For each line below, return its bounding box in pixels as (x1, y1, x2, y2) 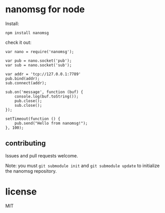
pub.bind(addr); (5, 76, 40, 81)
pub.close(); (14, 98, 42, 103)
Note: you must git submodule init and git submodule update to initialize (5, 162, 160, 169)
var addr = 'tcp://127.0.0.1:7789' (5, 72, 81, 77)
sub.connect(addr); (5, 80, 47, 85)
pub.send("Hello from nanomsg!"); (14, 121, 88, 126)
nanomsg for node (5, 4, 85, 15)
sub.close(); (14, 103, 42, 108)
